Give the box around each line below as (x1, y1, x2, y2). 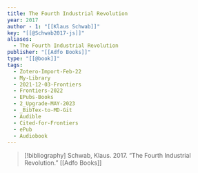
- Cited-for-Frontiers (13, 119, 79, 127)
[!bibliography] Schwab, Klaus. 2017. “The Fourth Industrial (23, 152, 191, 160)
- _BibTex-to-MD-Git (13, 107, 72, 113)
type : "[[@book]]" (7, 55, 60, 62)
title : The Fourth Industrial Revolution (7, 10, 128, 17)
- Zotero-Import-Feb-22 (13, 68, 81, 75)
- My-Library (13, 74, 51, 82)
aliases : (7, 36, 32, 43)
